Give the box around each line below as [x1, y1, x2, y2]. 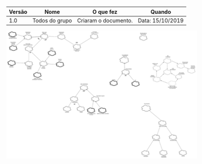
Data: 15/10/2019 [138, 16, 184, 24]
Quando [150, 8, 171, 15]
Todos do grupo [32, 16, 73, 24]
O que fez [93, 8, 118, 15]
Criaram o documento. [77, 16, 133, 24]
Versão [8, 8, 28, 15]
